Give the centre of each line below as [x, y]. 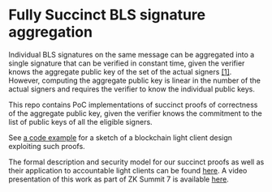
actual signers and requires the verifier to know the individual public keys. [132, 89]
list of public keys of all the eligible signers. [80, 122]
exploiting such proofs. [47, 146]
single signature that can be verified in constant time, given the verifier [127, 63]
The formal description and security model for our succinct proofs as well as [136, 162]
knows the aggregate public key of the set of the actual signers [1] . [120, 71]
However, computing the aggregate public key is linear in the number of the [135, 80]
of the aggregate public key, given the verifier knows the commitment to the [135, 113]
